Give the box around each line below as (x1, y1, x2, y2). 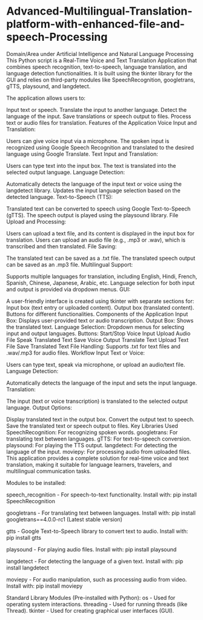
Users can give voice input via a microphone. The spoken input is (6, 137, 170, 144)
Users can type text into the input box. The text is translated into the (6, 162, 176, 169)
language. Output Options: (6, 403, 73, 411)
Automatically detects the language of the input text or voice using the (6, 180, 182, 187)
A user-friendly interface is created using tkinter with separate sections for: (6, 297, 195, 305)
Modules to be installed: (6, 479, 67, 486)
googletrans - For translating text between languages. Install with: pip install (6, 509, 196, 517)
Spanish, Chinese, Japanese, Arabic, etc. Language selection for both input (6, 279, 195, 287)
